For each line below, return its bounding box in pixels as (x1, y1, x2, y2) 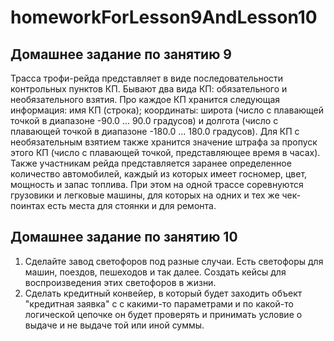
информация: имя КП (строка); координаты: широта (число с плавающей (10, 104, 325, 116)
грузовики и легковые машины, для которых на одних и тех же (10, 189, 280, 201)
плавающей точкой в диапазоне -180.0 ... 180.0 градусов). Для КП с (10, 126, 300, 137)
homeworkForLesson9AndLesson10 (10, 6, 318, 29)
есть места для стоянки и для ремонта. (47, 200, 217, 211)
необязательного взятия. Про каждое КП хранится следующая (10, 94, 281, 105)
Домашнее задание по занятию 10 (10, 229, 238, 246)
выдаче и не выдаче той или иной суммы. (24, 319, 205, 331)
